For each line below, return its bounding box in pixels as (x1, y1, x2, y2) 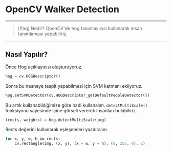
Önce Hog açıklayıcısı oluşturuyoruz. (5, 64, 83, 70)
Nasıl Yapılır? (5, 50, 48, 59)
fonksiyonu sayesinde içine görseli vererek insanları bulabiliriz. (5, 107, 137, 113)
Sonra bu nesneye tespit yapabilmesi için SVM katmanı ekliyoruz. (5, 83, 143, 89)
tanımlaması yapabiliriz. (17, 31, 68, 37)
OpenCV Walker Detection (5, 4, 119, 15)
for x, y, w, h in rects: (5, 136, 60, 141)
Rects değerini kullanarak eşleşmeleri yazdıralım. (5, 127, 109, 133)
